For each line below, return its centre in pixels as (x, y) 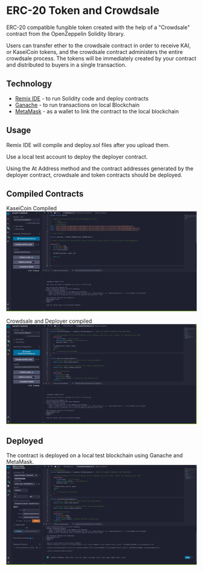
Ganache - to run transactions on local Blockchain (77, 105)
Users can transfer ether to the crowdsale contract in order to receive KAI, (99, 45)
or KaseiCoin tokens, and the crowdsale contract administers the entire (95, 51)
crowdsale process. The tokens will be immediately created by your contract (101, 58)
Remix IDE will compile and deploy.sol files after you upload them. (88, 145)
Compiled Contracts (45, 193)
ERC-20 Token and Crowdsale (83, 11)
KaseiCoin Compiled (32, 208)
